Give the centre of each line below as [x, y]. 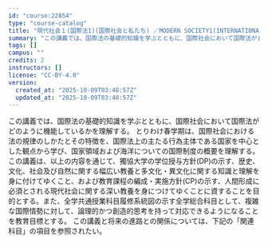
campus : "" [26, 53]
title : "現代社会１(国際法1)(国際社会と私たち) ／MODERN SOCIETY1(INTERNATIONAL [136, 30]
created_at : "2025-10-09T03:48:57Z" [76, 90]
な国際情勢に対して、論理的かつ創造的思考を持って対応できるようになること [134, 211]
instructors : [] [35, 68]
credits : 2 [26, 61]
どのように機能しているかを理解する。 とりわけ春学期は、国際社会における [132, 131]
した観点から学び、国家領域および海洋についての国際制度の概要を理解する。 [134, 151]
